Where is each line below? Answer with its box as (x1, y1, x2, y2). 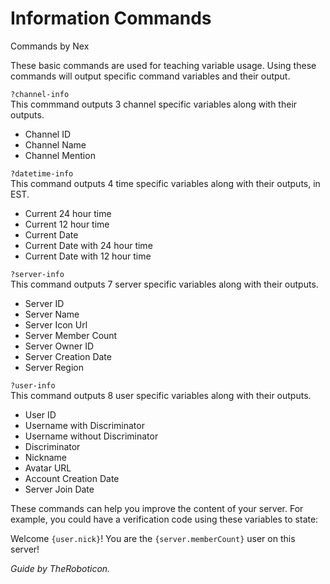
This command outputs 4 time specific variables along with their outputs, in (10, 177, 321, 189)
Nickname (24, 451, 67, 463)
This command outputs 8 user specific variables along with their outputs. (10, 389, 312, 401)
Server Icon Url (24, 318, 88, 331)
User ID (24, 408, 57, 421)
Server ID (24, 297, 65, 309)
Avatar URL (24, 462, 72, 474)
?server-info (10, 269, 65, 279)
